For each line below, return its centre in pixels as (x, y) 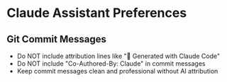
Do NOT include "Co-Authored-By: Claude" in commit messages (111, 64)
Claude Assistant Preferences (97, 13)
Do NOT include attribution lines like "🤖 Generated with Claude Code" (118, 56)
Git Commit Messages (57, 39)
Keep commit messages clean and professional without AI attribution (117, 71)
